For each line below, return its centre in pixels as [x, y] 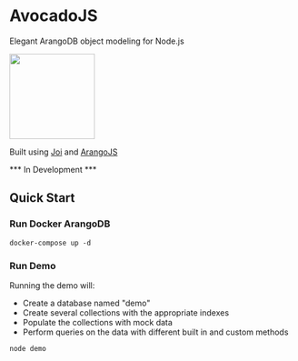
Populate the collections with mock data [97, 322]
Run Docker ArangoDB [60, 224]
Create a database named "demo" [86, 303]
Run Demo [33, 266]
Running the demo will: [52, 285]
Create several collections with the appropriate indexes [126, 312]
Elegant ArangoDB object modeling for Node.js [97, 41]
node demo [28, 348]
